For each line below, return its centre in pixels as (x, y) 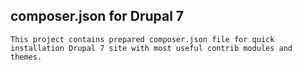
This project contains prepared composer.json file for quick (142, 39)
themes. (26, 57)
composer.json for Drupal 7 (97, 16)
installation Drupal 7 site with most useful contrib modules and (151, 48)
